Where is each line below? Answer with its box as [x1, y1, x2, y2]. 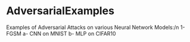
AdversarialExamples [6, 4, 115, 18]
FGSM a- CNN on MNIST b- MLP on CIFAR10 [6, 30, 116, 37]
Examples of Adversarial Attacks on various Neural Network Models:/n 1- [6, 24, 185, 31]
